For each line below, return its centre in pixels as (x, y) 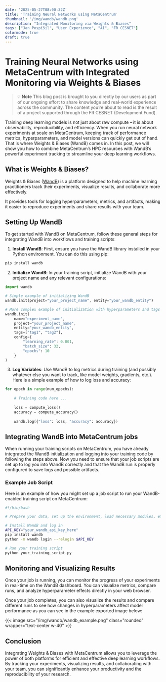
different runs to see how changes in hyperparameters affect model (74, 606)
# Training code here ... (41, 398)
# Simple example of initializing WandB (47, 296)
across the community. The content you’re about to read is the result (87, 107)
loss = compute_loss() (37, 407)
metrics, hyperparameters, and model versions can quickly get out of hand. (82, 138)
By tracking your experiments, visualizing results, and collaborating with (78, 664)
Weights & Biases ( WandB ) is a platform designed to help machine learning (81, 181)
